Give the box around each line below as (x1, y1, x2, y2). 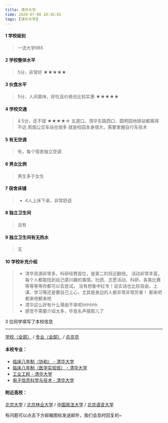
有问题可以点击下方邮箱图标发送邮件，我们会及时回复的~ (5, 412, 122, 418)
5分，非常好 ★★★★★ (17, 69, 66, 75)
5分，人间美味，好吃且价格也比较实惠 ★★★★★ (17, 93, 119, 99)
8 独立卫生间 (5, 210, 31, 216)
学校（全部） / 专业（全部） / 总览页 (5, 334, 79, 340)
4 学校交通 (5, 106, 27, 112)
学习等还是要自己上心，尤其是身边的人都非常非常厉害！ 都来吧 (33, 289, 162, 295)
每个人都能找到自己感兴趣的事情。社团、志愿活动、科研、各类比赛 (24, 277, 161, 283)
